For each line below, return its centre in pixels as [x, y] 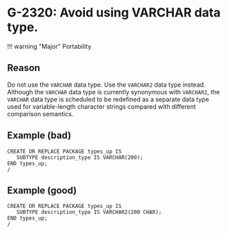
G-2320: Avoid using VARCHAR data [114, 13]
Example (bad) [39, 136]
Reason [24, 68]
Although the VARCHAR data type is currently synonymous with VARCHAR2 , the [113, 92]
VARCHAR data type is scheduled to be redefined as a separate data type [108, 99]
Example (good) [42, 190]
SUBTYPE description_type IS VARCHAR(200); [80, 157]
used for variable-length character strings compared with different [102, 106]
